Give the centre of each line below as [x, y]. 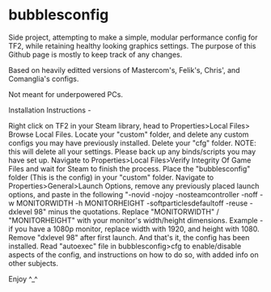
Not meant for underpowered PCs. [66, 94]
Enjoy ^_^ [23, 279]
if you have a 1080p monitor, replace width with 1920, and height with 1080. [134, 229]
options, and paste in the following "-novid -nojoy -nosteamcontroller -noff [133, 194]
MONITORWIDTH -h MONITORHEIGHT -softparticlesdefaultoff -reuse [132, 203]
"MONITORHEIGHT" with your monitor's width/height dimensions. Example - [136, 220]
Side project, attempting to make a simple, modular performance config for [133, 37]
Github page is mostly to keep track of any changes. [95, 54]
